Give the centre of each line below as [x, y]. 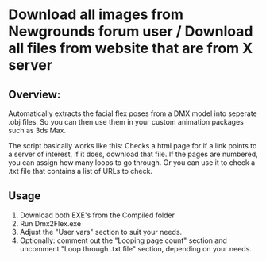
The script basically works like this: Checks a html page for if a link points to [133, 146]
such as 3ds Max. [37, 130]
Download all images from [96, 15]
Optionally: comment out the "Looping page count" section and [123, 240]
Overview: [35, 94]
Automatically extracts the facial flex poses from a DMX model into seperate [133, 113]
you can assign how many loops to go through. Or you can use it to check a [132, 163]
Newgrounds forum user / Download [131, 31]
